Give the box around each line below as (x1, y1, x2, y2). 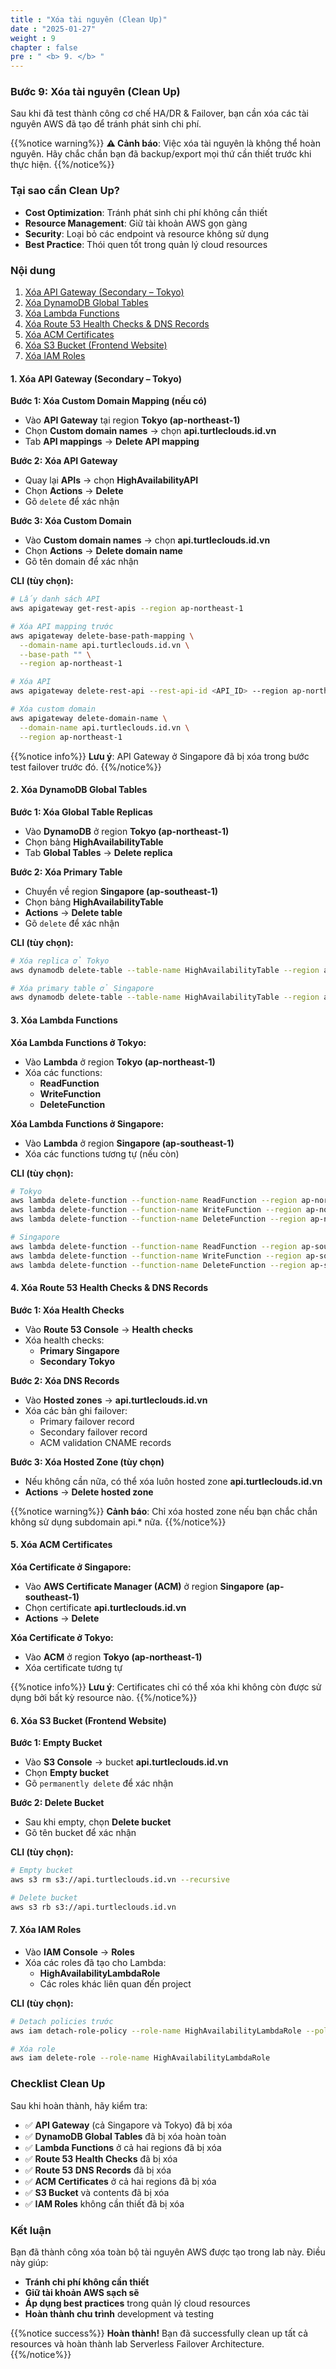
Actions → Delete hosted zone (24, 1486, 154, 1498)
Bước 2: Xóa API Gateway (10, 455, 118, 467)
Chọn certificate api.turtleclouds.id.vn (24, 1601, 187, 1613)
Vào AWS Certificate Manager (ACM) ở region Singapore (24, 1580, 265, 1592)
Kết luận (10, 2223, 52, 2237)
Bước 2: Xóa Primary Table (10, 866, 123, 878)
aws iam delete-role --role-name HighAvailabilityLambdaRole (10, 2053, 271, 2063)
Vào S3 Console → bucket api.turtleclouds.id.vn (24, 1756, 229, 1768)
